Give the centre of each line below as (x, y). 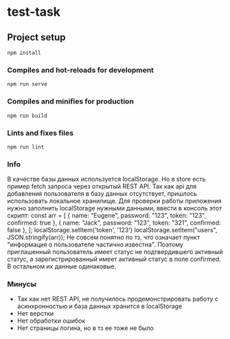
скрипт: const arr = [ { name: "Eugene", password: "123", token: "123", (107, 216)
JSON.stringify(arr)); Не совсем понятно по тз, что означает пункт (104, 238)
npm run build (27, 116)
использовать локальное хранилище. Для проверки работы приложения (114, 201)
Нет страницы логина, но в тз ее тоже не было (85, 328)
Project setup (37, 37)
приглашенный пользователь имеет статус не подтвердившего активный (115, 252)
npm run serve (27, 84)
